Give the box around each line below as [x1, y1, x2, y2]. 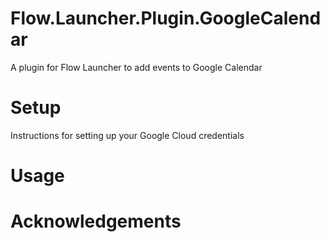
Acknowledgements [10, 210, 182, 233]
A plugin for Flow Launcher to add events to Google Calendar [10, 61, 263, 73]
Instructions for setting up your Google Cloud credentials [10, 129, 245, 141]
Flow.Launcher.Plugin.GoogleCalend [10, 7, 322, 30]
